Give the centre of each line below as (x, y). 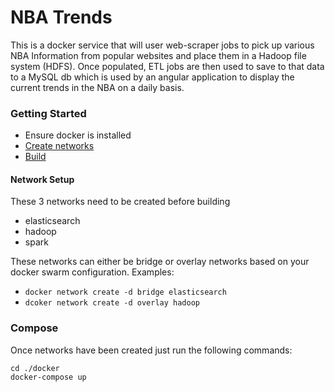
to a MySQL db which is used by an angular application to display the (152, 77)
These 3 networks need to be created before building (120, 202)
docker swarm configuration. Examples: (92, 272)
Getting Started (48, 113)
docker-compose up (48, 377)
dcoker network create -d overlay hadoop (112, 303)
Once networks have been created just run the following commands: (151, 350)
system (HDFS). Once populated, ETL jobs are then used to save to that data (167, 66)
